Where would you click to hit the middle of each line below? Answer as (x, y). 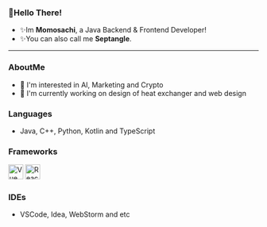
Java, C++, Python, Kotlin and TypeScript (87, 131)
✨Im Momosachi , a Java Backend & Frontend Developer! (113, 30)
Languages (31, 113)
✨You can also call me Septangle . (76, 39)
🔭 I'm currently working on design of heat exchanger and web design (133, 93)
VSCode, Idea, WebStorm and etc (75, 214)
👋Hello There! (35, 13)
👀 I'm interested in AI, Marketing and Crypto (91, 85)
